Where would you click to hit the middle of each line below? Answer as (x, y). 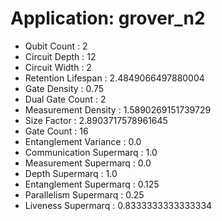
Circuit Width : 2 (58, 67)
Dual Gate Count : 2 (65, 99)
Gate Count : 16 (56, 131)
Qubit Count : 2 (56, 46)
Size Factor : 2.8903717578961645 (96, 120)
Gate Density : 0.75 (64, 88)
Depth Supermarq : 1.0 (71, 173)
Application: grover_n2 (108, 18)
